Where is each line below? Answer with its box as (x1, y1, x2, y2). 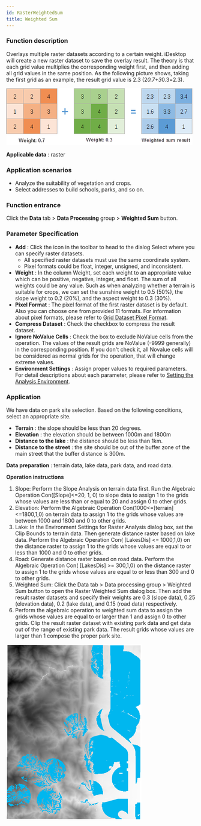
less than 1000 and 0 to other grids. (14, 548, 103, 556)
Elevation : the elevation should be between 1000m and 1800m (14, 430, 171, 438)
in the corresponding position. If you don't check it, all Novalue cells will (14, 346, 193, 353)
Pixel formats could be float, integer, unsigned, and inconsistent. (23, 262, 183, 270)
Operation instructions (6, 473, 64, 480)
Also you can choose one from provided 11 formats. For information (14, 307, 181, 314)
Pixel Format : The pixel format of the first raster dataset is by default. (14, 301, 188, 308)
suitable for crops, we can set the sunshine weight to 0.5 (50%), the (14, 288, 183, 295)
